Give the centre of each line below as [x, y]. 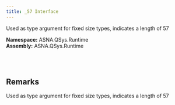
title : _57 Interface [32, 11]
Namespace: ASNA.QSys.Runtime [47, 39]
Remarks [23, 82]
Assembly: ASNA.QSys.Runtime [45, 46]
